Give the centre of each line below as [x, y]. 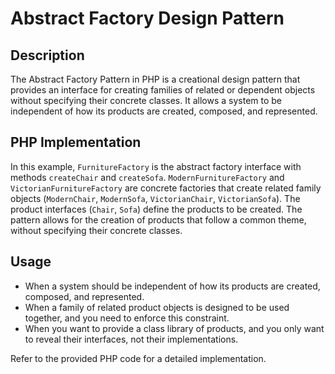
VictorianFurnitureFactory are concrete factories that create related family [166, 188]
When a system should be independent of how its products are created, [172, 286]
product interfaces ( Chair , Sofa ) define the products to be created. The [156, 209]
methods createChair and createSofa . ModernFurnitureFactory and [147, 177]
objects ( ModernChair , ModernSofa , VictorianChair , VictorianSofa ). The [155, 198]
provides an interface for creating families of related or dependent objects [163, 90]
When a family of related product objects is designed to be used [157, 307]
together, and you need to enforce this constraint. [127, 318]
